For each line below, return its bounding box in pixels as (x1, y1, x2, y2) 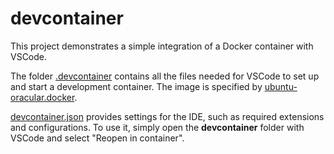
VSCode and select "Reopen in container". (10, 132, 185, 144)
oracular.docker (10, 91, 75, 103)
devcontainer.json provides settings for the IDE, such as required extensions (10, 110, 325, 122)
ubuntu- (264, 80, 298, 92)
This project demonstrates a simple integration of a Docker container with (10, 40, 314, 52)
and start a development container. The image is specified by (10, 80, 263, 92)
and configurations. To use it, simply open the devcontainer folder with (10, 121, 305, 133)
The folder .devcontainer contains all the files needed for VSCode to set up (10, 70, 320, 82)
